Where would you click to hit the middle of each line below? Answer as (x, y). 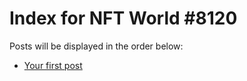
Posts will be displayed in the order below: (96, 46)
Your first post (53, 65)
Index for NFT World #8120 (123, 18)
